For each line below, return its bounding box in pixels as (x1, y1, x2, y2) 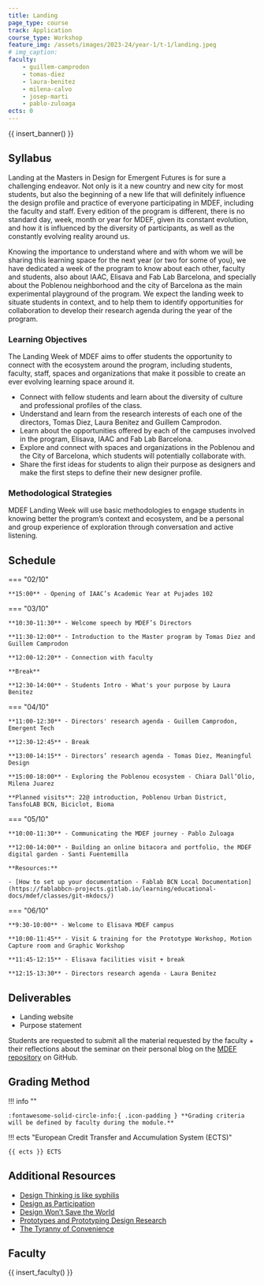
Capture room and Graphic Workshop (8, 942, 125, 950)
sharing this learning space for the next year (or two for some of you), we (8, 255, 247, 265)
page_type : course (8, 19, 69, 27)
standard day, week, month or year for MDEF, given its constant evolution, (8, 214, 248, 224)
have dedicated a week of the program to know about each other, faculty (8, 263, 246, 273)
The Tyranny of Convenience (19, 1223, 114, 1234)
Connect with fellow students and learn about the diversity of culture (19, 392, 243, 402)
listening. (8, 531, 38, 540)
